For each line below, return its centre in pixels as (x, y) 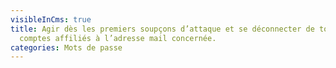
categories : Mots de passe (66, 47)
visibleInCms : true (51, 19)
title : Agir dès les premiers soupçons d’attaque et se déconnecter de (162, 29)
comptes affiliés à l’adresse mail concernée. (118, 38)
